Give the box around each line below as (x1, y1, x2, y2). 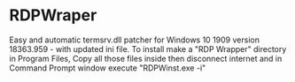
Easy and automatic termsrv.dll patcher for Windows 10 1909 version (9, 34, 260, 45)
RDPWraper (9, 5, 97, 26)
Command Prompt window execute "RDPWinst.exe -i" (9, 63, 206, 73)
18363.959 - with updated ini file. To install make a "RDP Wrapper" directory (9, 43, 287, 54)
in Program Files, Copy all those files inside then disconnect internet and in (9, 53, 283, 63)
